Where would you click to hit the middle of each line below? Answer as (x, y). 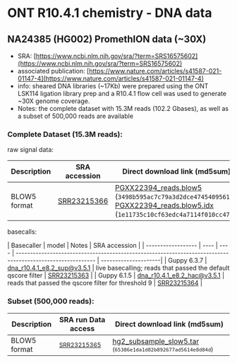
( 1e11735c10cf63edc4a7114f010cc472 (175, 215)
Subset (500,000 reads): (51, 302)
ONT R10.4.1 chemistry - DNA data (110, 13)
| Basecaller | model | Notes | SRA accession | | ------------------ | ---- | (113, 246)
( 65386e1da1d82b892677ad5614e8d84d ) (163, 349)
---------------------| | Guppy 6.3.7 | (154, 261)
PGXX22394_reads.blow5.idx (164, 206)
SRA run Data (82, 319)
